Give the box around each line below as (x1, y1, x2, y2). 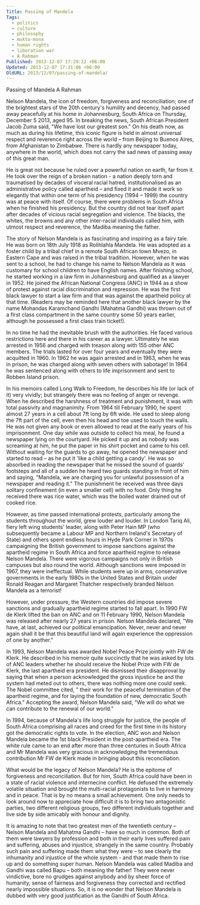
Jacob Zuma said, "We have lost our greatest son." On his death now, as (6, 123, 184, 130)
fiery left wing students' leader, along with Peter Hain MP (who (6, 524, 160, 531)
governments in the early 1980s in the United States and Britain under (6, 574, 177, 581)
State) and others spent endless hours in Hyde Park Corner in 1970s (6, 536, 174, 543)
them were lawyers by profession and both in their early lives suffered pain (6, 835, 190, 842)
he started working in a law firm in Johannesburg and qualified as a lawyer (6, 273, 190, 281)
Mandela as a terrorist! (6, 587, 62, 594)
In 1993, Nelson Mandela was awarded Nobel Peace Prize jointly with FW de (6, 648, 194, 655)
